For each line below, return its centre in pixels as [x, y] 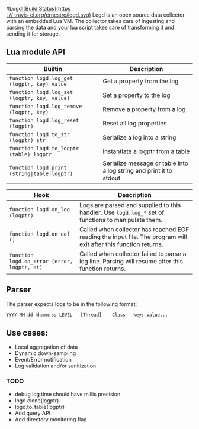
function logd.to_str [39, 134]
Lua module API [36, 52]
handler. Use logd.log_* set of [122, 212]
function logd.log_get [41, 78]
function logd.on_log [39, 209]
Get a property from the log [141, 81]
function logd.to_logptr [44, 148]
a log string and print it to [138, 170]
